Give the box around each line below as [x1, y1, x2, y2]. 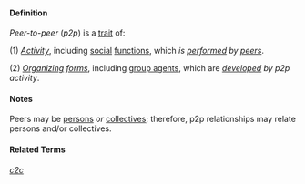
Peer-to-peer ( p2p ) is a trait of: [9, 27, 126, 38]
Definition [9, 7, 48, 18]
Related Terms [9, 144, 66, 155]
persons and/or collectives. [9, 123, 112, 134]
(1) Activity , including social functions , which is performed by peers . [9, 46, 264, 56]
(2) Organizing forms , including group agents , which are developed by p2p [9, 63, 290, 74]
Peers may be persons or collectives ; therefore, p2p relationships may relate [9, 114, 296, 125]
